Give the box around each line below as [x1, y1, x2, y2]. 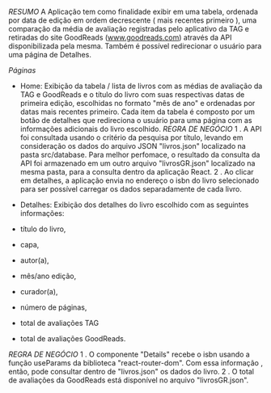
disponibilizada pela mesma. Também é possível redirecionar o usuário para [8, 41, 262, 51]
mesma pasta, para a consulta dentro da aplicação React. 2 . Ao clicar [19, 167, 254, 176]
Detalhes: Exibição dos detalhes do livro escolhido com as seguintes [19, 200, 249, 209]
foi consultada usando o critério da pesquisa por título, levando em [19, 133, 243, 142]
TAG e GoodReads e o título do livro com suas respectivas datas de [19, 90, 245, 99]
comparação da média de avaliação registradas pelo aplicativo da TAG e [8, 24, 249, 33]
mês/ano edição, [19, 271, 77, 281]
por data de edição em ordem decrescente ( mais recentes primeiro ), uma [8, 15, 257, 25]
